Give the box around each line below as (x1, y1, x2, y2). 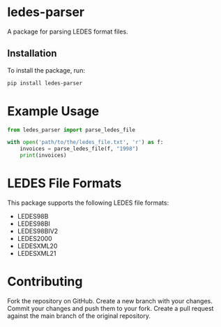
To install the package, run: (7, 66, 86, 74)
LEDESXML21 (17, 249, 56, 257)
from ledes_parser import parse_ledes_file (7, 126, 136, 133)
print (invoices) (20, 152, 68, 159)
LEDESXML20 (17, 242, 58, 250)
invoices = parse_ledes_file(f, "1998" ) (20, 145, 139, 152)
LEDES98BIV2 (17, 227, 59, 235)
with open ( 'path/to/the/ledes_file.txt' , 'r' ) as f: (7, 139, 164, 146)
